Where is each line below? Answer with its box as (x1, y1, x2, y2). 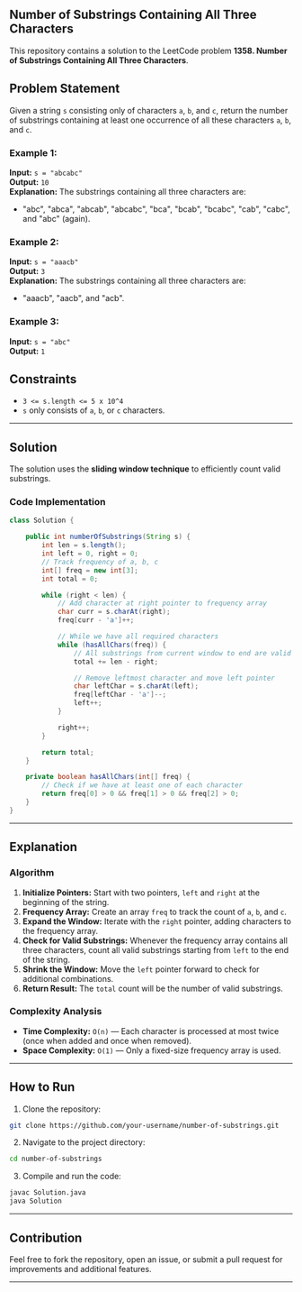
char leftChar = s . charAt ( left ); (73, 682, 200, 691)
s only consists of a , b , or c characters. (22, 405, 165, 416)
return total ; (41, 747, 94, 756)
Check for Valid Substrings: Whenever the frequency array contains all (22, 935, 288, 946)
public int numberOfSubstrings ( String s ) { (25, 532, 191, 542)
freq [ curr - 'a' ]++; (57, 616, 135, 625)
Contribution (9, 1230, 83, 1245)
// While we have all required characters (57, 632, 219, 641)
